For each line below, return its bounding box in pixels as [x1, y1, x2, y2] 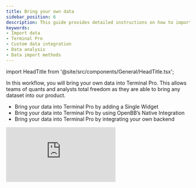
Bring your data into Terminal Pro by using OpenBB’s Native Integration [14, 109, 185, 116]
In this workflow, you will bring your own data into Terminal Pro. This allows [6, 79, 187, 86]
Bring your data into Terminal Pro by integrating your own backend [14, 115, 175, 123]
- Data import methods [6, 52, 61, 58]
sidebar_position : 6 [6, 14, 57, 20]
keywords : [6, 25, 30, 31]
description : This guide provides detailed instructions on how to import [6, 19, 192, 25]
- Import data [6, 30, 41, 36]
